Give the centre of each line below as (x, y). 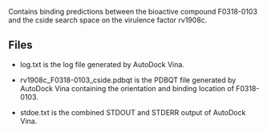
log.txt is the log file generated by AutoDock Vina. (102, 64)
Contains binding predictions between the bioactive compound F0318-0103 (133, 12)
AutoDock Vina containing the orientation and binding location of (127, 88)
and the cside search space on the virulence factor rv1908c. (108, 20)
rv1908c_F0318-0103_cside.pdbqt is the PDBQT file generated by (128, 80)
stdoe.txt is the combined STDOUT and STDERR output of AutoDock (133, 112)
